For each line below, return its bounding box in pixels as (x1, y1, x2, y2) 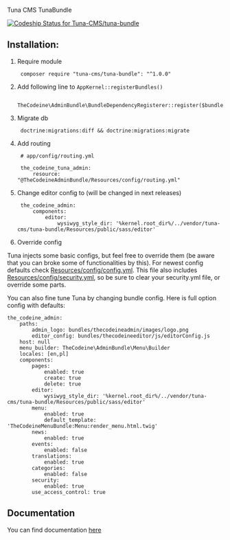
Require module (16, 57, 62, 65)
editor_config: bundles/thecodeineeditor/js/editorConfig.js (32, 333, 211, 339)
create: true (43, 374, 81, 381)
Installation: (7, 39, 60, 51)
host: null (19, 338, 51, 346)
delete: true (43, 381, 81, 387)
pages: (32, 362, 51, 370)
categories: (32, 464, 67, 471)
